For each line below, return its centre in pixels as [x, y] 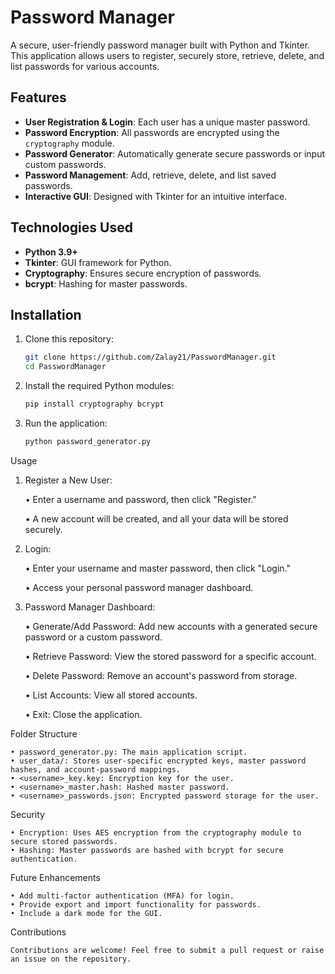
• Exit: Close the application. [83, 714]
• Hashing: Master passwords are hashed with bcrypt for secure [147, 850]
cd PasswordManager [65, 367]
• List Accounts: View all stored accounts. [111, 695]
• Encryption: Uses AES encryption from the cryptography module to [156, 832]
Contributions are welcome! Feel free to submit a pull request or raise [167, 950]
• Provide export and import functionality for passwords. [136, 904]
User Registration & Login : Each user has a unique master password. [167, 122]
